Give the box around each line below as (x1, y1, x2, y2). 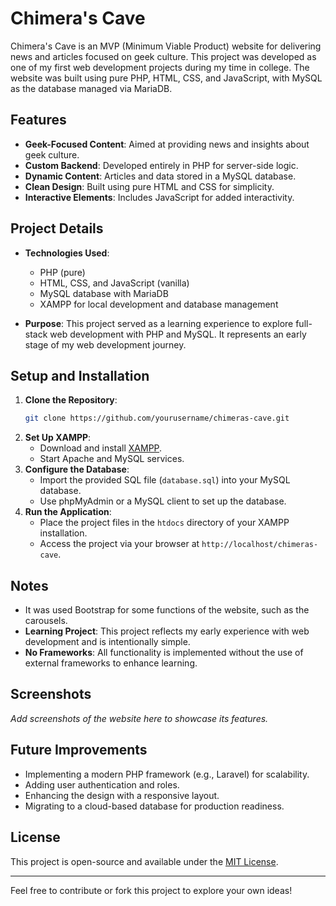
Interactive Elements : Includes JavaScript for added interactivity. (24, 191, 295, 203)
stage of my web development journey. (24, 338, 187, 351)
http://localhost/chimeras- (201, 540, 319, 550)
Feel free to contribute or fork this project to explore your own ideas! (10, 884, 293, 896)
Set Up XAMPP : (24, 432, 92, 444)
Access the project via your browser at (39, 538, 200, 550)
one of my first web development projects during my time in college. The (10, 61, 310, 73)
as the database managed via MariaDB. (10, 82, 173, 94)
